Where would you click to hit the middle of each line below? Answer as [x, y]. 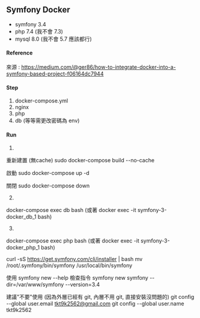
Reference [20, 53]
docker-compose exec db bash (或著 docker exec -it [71, 210]
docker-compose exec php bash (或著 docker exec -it [73, 241]
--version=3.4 [83, 284]
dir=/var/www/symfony [35, 284]
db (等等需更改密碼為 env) [47, 121]
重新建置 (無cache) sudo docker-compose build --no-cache [80, 160]
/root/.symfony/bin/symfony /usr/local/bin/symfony [69, 265]
